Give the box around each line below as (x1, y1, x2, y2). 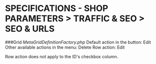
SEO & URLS (5, 24, 55, 34)
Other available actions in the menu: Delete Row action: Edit (5, 44, 125, 50)
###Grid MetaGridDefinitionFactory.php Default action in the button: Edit (5, 39, 151, 45)
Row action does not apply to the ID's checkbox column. (5, 53, 118, 59)
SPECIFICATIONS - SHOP (5, 3, 108, 14)
